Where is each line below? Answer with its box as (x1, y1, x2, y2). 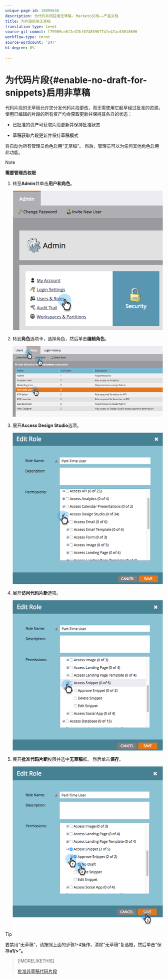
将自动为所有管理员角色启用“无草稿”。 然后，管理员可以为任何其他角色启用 (5, 143, 159, 149)
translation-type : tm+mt (5, 24, 57, 29)
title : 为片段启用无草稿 (5, 19, 51, 24)
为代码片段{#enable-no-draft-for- (5, 74, 147, 85)
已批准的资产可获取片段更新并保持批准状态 (12, 121, 100, 128)
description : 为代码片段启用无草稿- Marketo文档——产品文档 (5, 13, 119, 19)
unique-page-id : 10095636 (5, 8, 59, 13)
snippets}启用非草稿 (5, 87, 90, 98)
